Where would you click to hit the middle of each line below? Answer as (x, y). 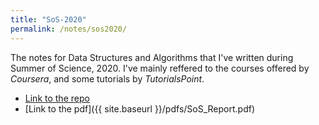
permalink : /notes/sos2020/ (69, 29)
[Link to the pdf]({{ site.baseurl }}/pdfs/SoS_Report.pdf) (139, 108)
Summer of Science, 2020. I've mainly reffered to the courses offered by (160, 68)
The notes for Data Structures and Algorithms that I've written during (152, 57)
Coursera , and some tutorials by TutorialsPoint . (107, 78)
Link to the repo (57, 98)
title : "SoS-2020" (48, 19)
